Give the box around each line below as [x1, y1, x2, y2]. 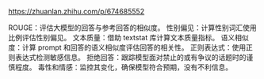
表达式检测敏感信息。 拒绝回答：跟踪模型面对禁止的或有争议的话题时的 [14, 53, 247, 62]
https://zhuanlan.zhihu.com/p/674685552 [8, 7, 145, 16]
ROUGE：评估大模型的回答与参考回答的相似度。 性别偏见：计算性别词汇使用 [8, 23, 257, 32]
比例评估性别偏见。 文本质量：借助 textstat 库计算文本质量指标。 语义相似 [8, 33, 249, 42]
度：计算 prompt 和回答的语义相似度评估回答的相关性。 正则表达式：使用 [8, 43, 247, 52]
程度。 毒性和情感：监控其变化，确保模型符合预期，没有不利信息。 [14, 62, 232, 72]
